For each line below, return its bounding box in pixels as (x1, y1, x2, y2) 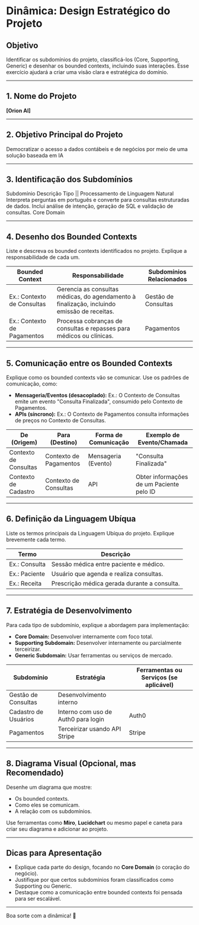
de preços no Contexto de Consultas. (14, 417, 107, 424)
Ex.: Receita (9, 579, 42, 587)
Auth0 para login (57, 715, 105, 723)
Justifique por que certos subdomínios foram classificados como (14, 876, 174, 884)
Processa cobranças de (56, 317, 123, 325)
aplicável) (145, 680, 174, 689)
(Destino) (50, 438, 78, 447)
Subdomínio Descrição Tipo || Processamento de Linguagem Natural (6, 190, 174, 197)
